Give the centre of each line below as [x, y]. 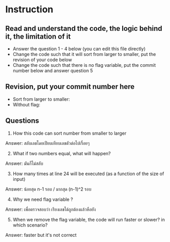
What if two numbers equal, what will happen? [62, 153]
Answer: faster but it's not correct [41, 235]
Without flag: [26, 104]
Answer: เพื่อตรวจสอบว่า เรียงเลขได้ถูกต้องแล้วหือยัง [51, 209]
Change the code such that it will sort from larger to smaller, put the [84, 54]
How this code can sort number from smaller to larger [70, 133]
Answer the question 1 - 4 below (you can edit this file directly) [79, 49]
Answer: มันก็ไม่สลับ [24, 163]
